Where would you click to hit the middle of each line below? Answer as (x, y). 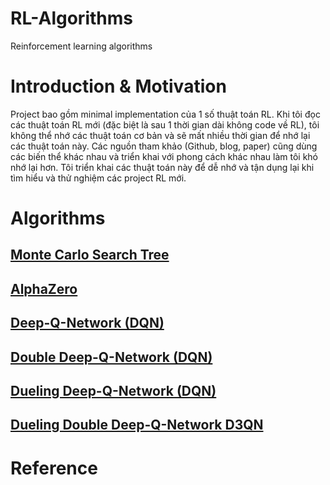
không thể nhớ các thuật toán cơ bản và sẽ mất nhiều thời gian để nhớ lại (160, 135)
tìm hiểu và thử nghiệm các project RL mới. (98, 178)
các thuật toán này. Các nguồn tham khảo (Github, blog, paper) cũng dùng (164, 146)
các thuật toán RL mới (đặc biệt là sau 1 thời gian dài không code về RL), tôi (165, 124)
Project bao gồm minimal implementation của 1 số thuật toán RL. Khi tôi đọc (165, 114)
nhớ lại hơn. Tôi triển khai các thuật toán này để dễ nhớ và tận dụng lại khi (162, 167)
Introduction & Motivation (118, 86)
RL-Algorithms (71, 18)
